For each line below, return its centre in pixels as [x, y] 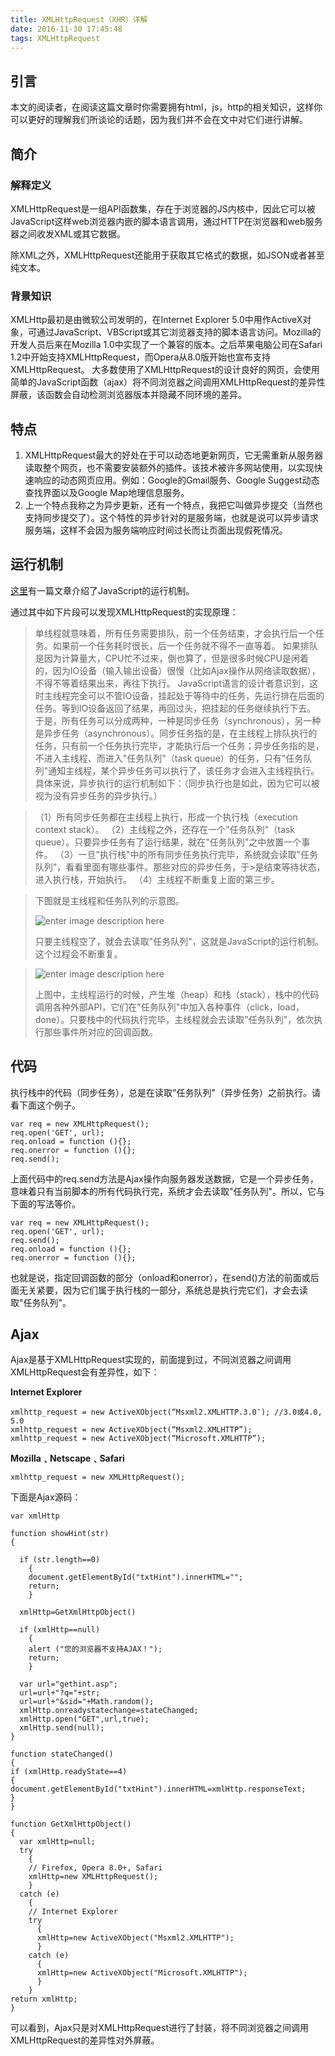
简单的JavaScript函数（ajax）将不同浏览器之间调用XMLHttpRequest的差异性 [168, 382]
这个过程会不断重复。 [78, 953]
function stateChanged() [62, 1754]
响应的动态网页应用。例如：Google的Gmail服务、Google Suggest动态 [176, 480]
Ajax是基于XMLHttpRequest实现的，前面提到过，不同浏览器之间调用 [151, 1360]
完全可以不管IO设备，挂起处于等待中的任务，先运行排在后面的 [197, 695]
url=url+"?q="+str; [60, 1693]
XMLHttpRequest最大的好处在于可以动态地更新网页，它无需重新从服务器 [174, 455]
